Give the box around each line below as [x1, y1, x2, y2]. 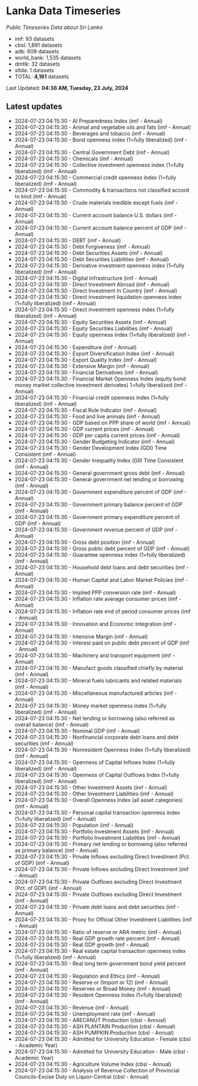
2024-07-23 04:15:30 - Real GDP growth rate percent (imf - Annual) [14, 934, 180, 942]
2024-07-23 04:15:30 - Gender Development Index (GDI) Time [14, 444, 167, 451]
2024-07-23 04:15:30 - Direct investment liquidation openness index [14, 293, 182, 300]
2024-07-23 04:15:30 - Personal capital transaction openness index [14, 809, 180, 816]
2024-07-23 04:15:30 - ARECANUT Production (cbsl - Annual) [14, 1016, 167, 1023]
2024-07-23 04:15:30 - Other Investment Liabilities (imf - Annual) [14, 790, 174, 797]
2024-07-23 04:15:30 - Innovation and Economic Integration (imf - [14, 620, 177, 627]
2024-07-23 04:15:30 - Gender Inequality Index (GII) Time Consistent [14, 457, 184, 464]
